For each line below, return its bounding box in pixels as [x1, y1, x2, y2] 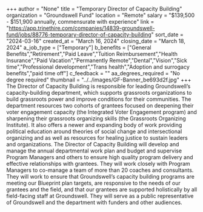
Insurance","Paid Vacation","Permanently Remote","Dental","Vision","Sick [6, 57, 188, 64]
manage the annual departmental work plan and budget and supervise [6, 147, 182, 154]
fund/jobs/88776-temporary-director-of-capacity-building [6, 31, 151, 38]
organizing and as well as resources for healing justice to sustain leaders [6, 134, 188, 142]
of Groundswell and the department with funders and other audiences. [6, 199, 183, 206]
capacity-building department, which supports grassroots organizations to [6, 89, 192, 96]
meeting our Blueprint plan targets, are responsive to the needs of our [6, 179, 181, 186]
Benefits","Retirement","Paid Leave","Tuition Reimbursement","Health [6, 50, 178, 57]
